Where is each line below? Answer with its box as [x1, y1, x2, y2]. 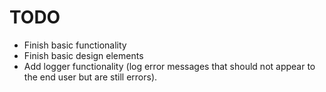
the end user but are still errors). [23, 71, 158, 83]
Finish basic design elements [23, 49, 144, 61]
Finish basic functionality [23, 39, 127, 51]
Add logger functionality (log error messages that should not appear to [23, 60, 316, 72]
